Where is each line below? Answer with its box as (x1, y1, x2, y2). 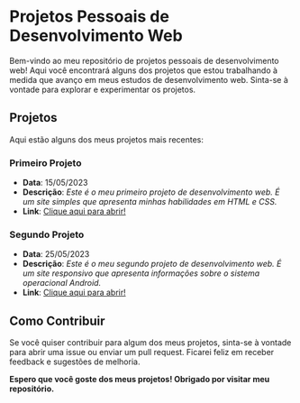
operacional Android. (22, 278, 102, 289)
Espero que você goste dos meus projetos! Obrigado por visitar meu (9, 374, 270, 385)
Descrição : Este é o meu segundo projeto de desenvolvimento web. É (22, 259, 282, 270)
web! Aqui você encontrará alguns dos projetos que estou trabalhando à (9, 65, 277, 76)
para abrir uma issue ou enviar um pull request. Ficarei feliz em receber (9, 347, 275, 358)
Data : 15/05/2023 (22, 178, 88, 188)
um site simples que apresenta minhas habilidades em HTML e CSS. (22, 197, 277, 207)
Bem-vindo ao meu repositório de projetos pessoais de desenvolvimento (9, 55, 279, 66)
